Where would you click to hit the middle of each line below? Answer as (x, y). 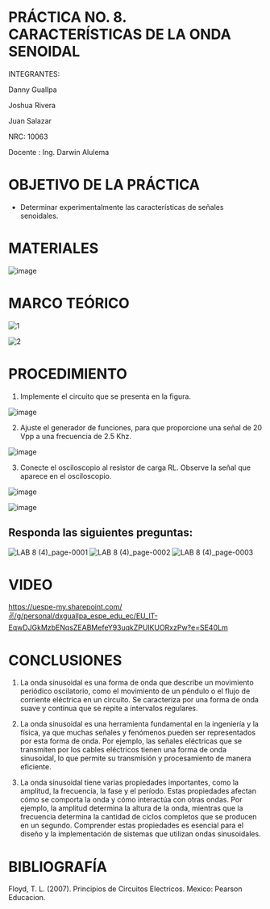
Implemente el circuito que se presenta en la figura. (106, 396)
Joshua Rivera (32, 105)
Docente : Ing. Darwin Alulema (59, 152)
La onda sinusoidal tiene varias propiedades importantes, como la (129, 782)
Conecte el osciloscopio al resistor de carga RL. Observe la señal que (135, 467)
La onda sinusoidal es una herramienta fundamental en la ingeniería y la (139, 724)
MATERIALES (54, 248)
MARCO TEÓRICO (69, 304)
